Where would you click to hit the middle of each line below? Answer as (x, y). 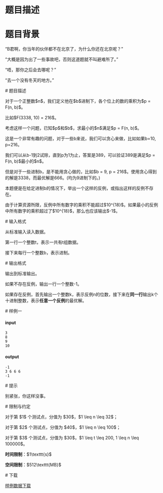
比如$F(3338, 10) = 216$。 (32, 118)
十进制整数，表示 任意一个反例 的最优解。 (46, 301)
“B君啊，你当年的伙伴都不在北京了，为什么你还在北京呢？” (64, 49)
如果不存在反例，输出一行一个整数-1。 (44, 284)
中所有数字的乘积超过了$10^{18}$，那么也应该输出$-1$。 (63, 211)
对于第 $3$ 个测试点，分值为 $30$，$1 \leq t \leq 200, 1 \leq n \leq (72, 438)
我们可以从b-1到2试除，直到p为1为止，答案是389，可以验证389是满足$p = (80, 155)
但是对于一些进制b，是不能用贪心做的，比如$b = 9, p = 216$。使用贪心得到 (81, 172)
